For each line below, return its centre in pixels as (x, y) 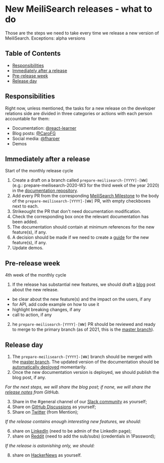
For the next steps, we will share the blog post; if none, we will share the (78, 387)
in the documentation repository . (45, 191)
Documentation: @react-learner (44, 128)
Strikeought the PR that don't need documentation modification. (76, 211)
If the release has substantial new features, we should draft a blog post (84, 284)
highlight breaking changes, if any (46, 310)
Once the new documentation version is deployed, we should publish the (86, 372)
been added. (25, 222)
